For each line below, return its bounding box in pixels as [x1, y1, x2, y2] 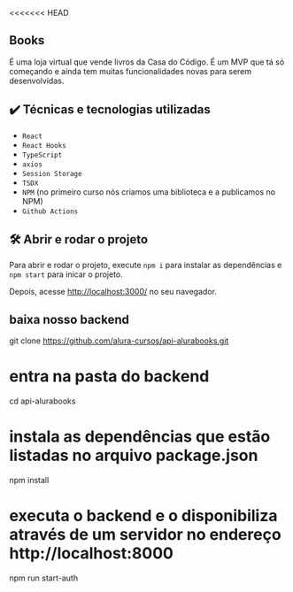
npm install [9, 475, 50, 486]
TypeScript [21, 150, 63, 159]
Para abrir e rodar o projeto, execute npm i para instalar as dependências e [9, 260, 282, 271]
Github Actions [21, 207, 79, 216]
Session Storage [21, 169, 82, 178]
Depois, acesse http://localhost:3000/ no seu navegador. [9, 287, 217, 297]
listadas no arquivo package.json [9, 446, 258, 465]
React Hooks [21, 141, 66, 150]
